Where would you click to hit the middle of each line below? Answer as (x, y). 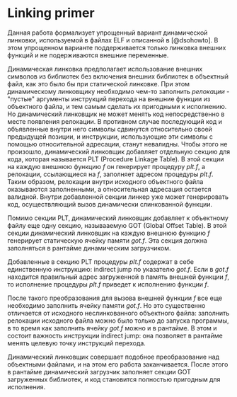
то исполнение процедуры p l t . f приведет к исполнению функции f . (108, 284)
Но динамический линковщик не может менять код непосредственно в (116, 114)
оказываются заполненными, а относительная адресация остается (109, 189)
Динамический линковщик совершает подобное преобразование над (114, 357)
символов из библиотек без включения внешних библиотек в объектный (118, 76)
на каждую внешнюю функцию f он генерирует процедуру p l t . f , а (106, 166)
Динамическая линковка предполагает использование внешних (105, 69)
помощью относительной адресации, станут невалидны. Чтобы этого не (117, 144)
